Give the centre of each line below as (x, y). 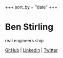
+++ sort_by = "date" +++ (31, 7)
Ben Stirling (29, 27)
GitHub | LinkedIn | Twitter (31, 50)
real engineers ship (24, 40)
